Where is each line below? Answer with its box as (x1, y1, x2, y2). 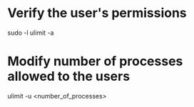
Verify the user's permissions (7, 5, 187, 21)
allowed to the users (7, 69, 131, 84)
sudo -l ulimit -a (7, 28, 54, 37)
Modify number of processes (7, 53, 183, 69)
